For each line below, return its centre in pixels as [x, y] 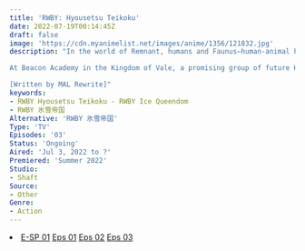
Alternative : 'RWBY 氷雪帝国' [64, 118]
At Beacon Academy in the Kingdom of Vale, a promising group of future [150, 68]
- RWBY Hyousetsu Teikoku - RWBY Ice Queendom [99, 101]
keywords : [28, 93]
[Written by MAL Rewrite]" [60, 85]
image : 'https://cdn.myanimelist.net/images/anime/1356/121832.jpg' [142, 43]
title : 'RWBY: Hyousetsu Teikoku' [75, 18]
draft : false [34, 35]
